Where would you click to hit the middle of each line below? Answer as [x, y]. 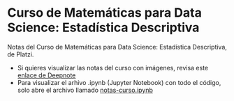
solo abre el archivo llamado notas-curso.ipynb [85, 90]
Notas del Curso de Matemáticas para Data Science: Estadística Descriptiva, [117, 47]
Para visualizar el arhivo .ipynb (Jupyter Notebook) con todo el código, [119, 82]
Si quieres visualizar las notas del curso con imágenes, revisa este [113, 68]
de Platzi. [21, 54]
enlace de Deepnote [46, 75]
